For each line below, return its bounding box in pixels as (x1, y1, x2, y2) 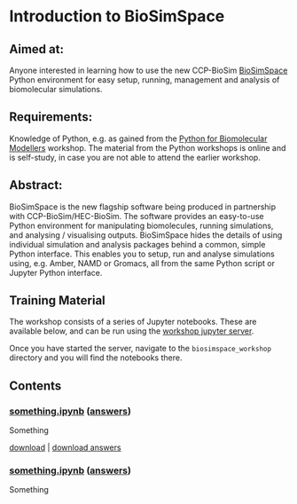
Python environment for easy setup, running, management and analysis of (9, 75, 280, 85)
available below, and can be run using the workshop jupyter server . (9, 326, 254, 336)
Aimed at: (9, 42, 65, 57)
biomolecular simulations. (9, 84, 103, 94)
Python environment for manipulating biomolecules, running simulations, (9, 220, 274, 231)
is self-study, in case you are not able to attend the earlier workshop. (9, 152, 262, 162)
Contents (9, 378, 62, 393)
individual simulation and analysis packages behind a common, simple (9, 239, 266, 249)
